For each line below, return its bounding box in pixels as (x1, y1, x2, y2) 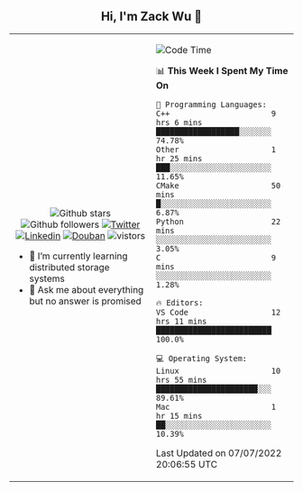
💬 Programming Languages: (156, 99, 268, 109)
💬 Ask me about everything (29, 283, 144, 296)
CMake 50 (156, 180, 281, 190)
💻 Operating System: (156, 353, 248, 363)
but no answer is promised (29, 295, 142, 307)
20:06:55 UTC (156, 458, 218, 470)
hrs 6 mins (156, 117, 203, 127)
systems (29, 272, 65, 285)
